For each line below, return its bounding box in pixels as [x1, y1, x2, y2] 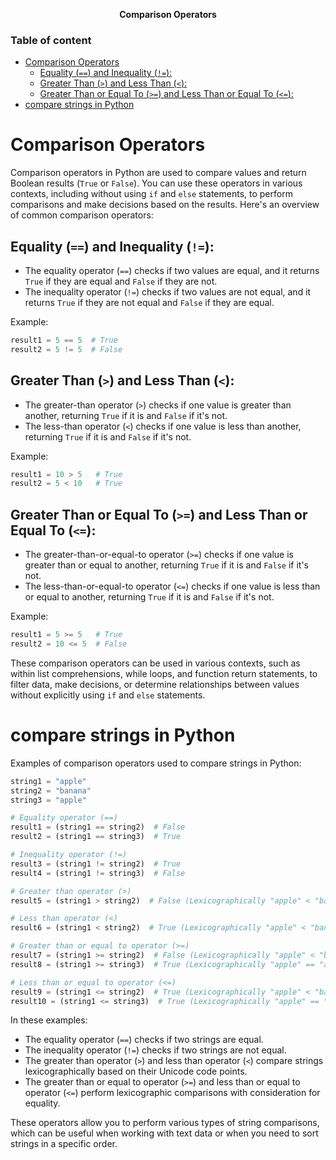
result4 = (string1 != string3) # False [10, 868, 186, 878]
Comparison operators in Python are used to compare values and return [10, 167, 307, 179]
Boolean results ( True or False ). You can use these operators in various [10, 177, 303, 189]
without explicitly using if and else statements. [10, 689, 206, 701]
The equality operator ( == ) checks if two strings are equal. [24, 1034, 264, 1046]
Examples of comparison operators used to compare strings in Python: [10, 757, 302, 769]
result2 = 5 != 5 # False [10, 344, 123, 354]
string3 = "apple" [10, 795, 87, 805]
